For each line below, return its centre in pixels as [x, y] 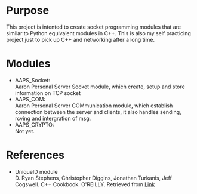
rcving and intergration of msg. [53, 118]
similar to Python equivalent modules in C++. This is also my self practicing [98, 33]
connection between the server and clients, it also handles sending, [98, 112]
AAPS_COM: [30, 99]
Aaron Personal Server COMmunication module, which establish [94, 106]
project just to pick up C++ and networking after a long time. [81, 39]
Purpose [28, 10]
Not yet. [24, 131]
